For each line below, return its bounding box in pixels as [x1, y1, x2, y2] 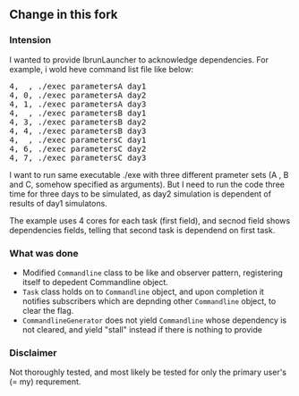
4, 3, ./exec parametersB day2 [9, 116, 147, 127]
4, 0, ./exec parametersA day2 [9, 89, 147, 100]
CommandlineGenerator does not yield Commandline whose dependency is [21, 315, 287, 325]
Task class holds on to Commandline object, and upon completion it [21, 286, 264, 297]
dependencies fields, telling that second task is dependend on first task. [9, 224, 276, 235]
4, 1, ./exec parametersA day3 [9, 98, 147, 109]
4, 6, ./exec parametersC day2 [9, 143, 147, 154]
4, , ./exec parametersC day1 [9, 134, 147, 145]
